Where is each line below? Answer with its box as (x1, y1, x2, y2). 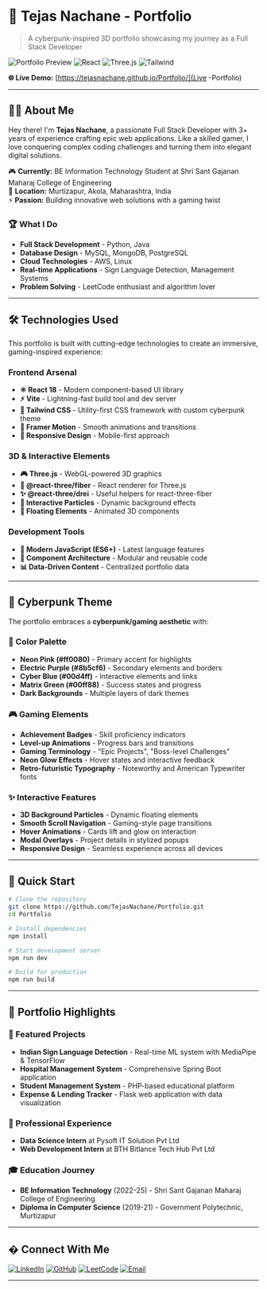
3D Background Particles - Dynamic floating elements (19, 810, 199, 819)
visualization (19, 1098, 61, 1107)
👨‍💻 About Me (8, 104, 75, 118)
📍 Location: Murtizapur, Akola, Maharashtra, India (8, 186, 172, 196)
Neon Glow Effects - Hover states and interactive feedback (19, 756, 215, 765)
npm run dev (8, 954, 48, 962)
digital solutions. (8, 150, 62, 160)
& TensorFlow (19, 1055, 65, 1065)
